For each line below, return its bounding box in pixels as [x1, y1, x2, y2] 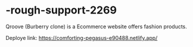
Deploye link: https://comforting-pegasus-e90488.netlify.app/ [5, 34, 158, 41]
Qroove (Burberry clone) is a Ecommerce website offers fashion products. [5, 23, 187, 30]
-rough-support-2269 [5, 4, 117, 17]
